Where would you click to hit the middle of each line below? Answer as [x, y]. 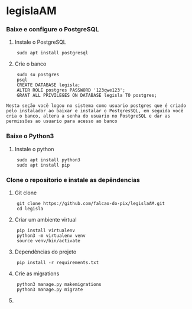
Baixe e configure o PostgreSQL [53, 30]
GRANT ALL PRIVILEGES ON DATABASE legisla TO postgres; [87, 96]
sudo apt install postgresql [53, 53]
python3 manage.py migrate [50, 290]
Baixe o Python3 [30, 136]
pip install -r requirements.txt [58, 263]
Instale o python [34, 149]
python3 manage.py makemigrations [59, 285]
